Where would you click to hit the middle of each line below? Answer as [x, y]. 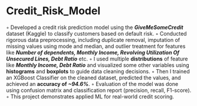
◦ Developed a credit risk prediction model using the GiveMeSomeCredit [95, 27]
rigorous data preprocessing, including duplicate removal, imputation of [93, 40]
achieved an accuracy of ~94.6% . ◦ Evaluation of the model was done [92, 83]
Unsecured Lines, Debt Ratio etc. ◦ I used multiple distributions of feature [97, 59]
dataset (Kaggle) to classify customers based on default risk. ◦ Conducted [96, 33]
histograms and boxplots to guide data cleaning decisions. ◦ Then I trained [98, 71]
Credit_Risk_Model [53, 11]
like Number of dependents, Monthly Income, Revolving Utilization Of [93, 52]
